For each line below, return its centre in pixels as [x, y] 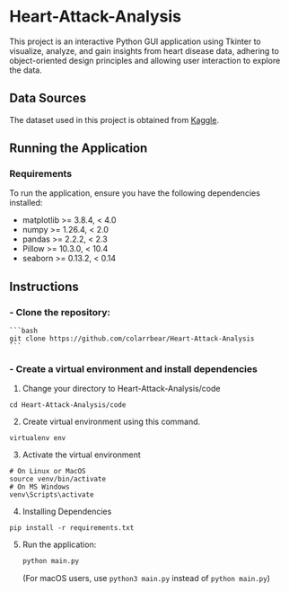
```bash [24, 331]
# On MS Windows [39, 487]
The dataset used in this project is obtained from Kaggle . [114, 119]
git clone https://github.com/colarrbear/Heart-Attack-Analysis [132, 339]
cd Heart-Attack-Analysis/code [68, 405]
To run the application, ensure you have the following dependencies [135, 193]
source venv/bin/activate [57, 479]
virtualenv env [38, 438]
